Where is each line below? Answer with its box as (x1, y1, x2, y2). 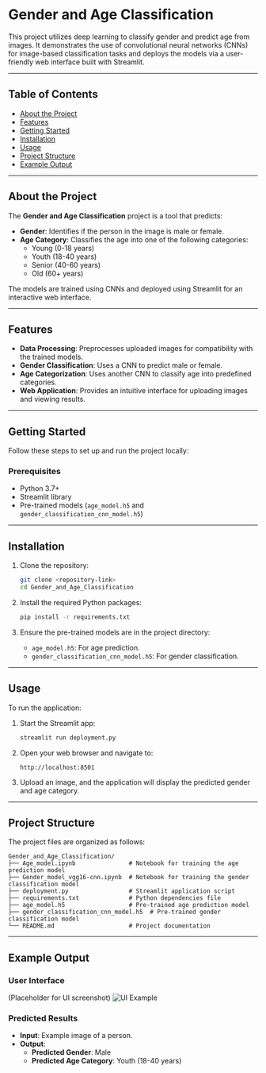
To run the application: (8, 703, 82, 712)
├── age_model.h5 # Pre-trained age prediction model (8, 901, 249, 909)
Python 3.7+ (19, 484, 60, 493)
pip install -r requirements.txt (19, 613, 131, 621)
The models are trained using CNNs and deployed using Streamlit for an (8, 284, 243, 293)
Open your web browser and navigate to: (19, 748, 154, 758)
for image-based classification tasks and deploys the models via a (8, 48, 224, 58)
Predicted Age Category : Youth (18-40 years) (31, 1056, 182, 1066)
